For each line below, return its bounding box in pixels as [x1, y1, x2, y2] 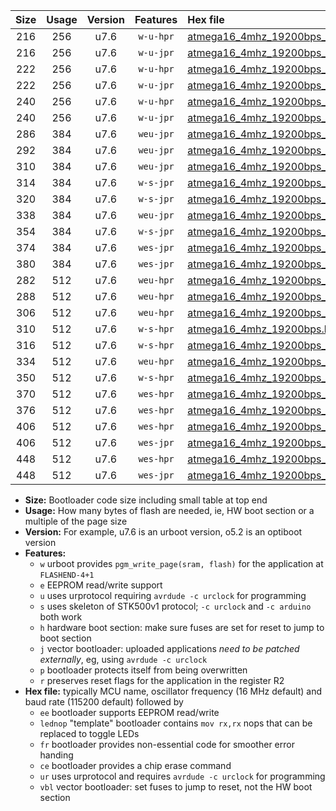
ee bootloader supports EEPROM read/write [39, 707, 220, 718]
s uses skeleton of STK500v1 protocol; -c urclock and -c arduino [39, 600, 312, 612]
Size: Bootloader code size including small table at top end [24, 494, 268, 506]
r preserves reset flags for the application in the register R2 [39, 675, 285, 686]
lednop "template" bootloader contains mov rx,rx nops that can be [39, 717, 313, 729]
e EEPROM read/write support [39, 579, 163, 591]
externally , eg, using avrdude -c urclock [39, 654, 208, 665]
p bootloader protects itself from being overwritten [39, 664, 248, 676]
